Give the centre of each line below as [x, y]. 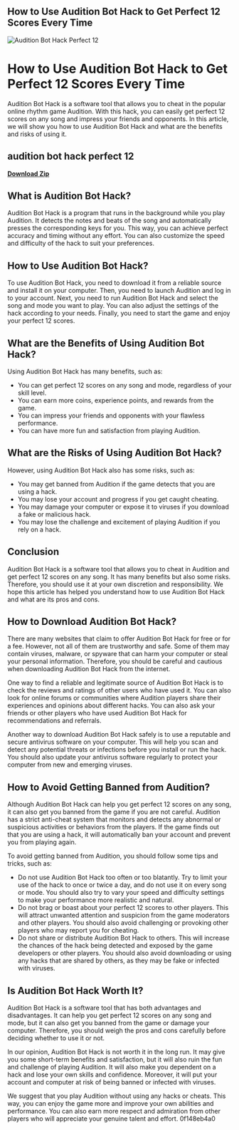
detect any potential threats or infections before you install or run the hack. [117, 750]
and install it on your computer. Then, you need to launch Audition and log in [119, 291]
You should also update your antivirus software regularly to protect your [113, 757]
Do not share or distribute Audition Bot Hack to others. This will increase [123, 938]
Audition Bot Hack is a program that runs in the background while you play [116, 213]
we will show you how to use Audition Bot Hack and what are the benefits [115, 126]
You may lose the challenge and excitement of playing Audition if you [119, 522]
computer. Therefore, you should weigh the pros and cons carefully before [117, 1031]
